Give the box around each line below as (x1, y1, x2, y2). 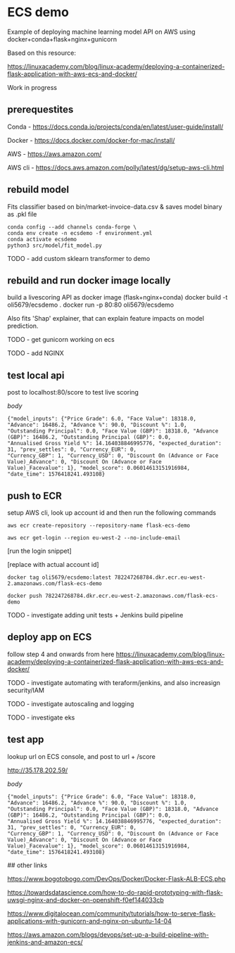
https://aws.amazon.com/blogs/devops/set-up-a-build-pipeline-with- (7, 930, 210, 939)
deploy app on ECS (7, 631, 92, 644)
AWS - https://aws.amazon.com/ (7, 149, 102, 158)
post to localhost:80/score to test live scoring (7, 388, 139, 397)
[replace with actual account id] (7, 561, 100, 568)
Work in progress (7, 83, 58, 91)
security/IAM (7, 686, 44, 694)
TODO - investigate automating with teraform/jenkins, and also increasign (7, 678, 220, 686)
